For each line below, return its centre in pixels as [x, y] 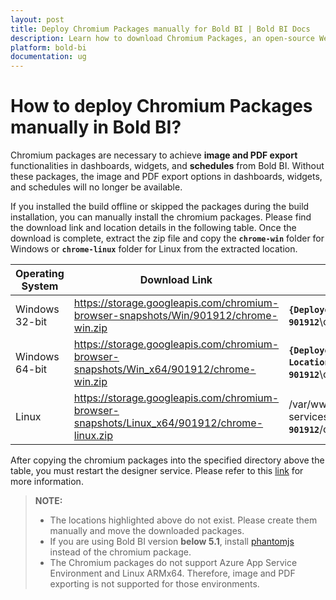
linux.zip [93, 436]
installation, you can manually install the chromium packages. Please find [161, 217]
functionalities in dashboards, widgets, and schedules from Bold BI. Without [167, 166]
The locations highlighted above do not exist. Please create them [183, 520]
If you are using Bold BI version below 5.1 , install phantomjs [172, 542]
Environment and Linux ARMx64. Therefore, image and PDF [172, 573]
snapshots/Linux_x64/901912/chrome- [168, 423]
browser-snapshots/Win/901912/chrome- [175, 316]
